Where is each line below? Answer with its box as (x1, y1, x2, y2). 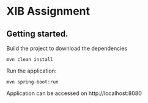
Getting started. (6, 29, 68, 39)
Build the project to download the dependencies (6, 44, 127, 52)
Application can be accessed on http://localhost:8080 (6, 90, 142, 97)
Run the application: (6, 67, 57, 74)
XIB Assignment (6, 4, 91, 18)
